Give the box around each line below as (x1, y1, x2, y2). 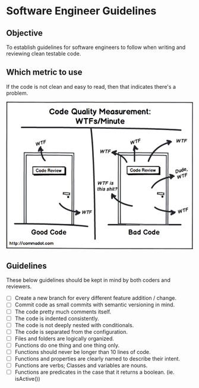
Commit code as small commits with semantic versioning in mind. (14, 301, 175, 308)
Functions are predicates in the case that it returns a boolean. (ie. (14, 368, 175, 376)
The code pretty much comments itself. (14, 308, 112, 315)
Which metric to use (6, 67, 83, 77)
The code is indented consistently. (14, 315, 99, 322)
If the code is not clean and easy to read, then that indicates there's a (6, 83, 176, 90)
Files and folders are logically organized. (14, 335, 115, 342)
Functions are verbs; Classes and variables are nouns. (14, 362, 148, 369)
